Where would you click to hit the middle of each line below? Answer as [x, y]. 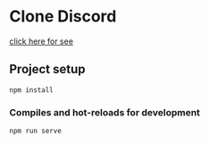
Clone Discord [63, 17]
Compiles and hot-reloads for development [105, 112]
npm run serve [36, 131]
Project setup [48, 69]
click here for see [42, 41]
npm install [31, 90]
